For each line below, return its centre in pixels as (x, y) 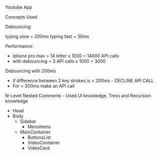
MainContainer (35, 132)
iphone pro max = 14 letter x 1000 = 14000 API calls (66, 56)
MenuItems (39, 127)
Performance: (19, 46)
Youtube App (19, 7)
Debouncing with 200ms (31, 71)
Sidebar (28, 121)
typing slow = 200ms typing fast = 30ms (47, 36)
